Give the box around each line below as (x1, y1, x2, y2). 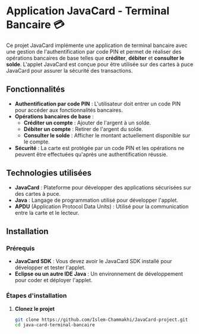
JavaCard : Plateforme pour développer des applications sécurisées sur (14, 183, 192, 191)
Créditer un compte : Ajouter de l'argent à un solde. (23, 119, 151, 126)
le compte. (23, 138, 50, 145)
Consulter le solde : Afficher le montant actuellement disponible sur (23, 132, 191, 139)
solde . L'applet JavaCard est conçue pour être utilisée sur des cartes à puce (6, 61, 194, 68)
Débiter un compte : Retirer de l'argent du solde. (23, 125, 144, 132)
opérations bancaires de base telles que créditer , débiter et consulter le (6, 54, 185, 61)
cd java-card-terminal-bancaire (14, 322, 95, 328)
